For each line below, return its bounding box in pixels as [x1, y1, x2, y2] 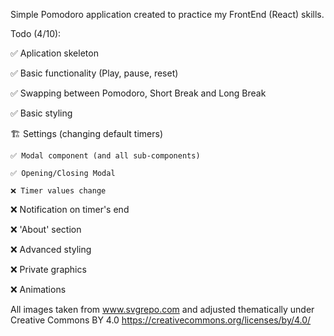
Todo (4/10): [10, 28, 62, 39]
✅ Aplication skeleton [10, 47, 99, 59]
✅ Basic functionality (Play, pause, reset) [10, 67, 179, 79]
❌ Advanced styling [10, 244, 92, 255]
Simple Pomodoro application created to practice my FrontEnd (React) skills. [10, 9, 325, 20]
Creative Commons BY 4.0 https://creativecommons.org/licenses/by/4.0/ [10, 314, 312, 326]
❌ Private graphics [10, 264, 87, 275]
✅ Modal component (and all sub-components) [10, 151, 201, 161]
